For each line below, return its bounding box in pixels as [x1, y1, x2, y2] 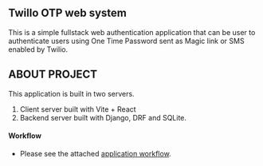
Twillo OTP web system [8, 6, 128, 20]
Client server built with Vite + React [19, 104, 137, 114]
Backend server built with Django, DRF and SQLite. [19, 113, 187, 122]
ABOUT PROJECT [8, 68, 98, 81]
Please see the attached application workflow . [19, 148, 171, 158]
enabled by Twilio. [8, 44, 69, 54]
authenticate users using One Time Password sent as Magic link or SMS [8, 36, 245, 45]
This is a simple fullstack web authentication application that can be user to [8, 27, 256, 37]
